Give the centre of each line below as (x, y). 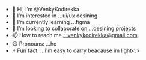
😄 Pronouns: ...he (34, 44)
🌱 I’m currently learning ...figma (51, 22)
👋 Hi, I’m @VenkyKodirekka (46, 9)
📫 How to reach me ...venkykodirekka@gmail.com (75, 35)
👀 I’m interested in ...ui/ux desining (55, 16)
